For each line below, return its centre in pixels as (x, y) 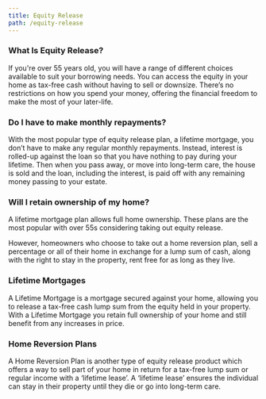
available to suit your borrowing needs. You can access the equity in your (128, 76)
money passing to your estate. (58, 182)
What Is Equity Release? (56, 51)
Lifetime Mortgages (47, 281)
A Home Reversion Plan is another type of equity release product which (125, 361)
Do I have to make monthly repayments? (87, 122)
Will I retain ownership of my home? (79, 202)
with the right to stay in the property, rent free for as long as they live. (122, 260)
